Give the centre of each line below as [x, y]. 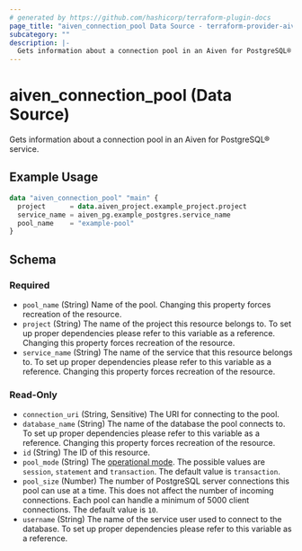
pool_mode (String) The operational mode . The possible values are [143, 462]
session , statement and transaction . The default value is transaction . [151, 472]
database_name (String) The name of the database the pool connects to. [154, 424]
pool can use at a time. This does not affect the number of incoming [148, 491]
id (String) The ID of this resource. [86, 453]
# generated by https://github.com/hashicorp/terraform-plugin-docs [140, 18]
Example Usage [54, 178]
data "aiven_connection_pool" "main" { [84, 198]
